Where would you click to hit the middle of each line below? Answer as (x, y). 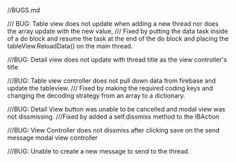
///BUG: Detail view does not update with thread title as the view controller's (117, 60)
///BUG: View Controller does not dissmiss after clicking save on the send (113, 130)
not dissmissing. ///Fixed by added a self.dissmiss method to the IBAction (113, 116)
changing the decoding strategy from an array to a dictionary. (96, 95)
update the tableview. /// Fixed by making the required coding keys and (110, 88)
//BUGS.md (24, 10)
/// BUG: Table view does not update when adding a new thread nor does (113, 23)
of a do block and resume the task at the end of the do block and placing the (118, 39)
